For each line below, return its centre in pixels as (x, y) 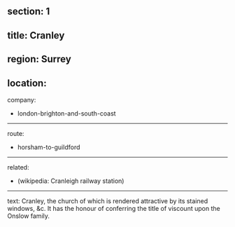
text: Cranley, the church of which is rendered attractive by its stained (108, 201)
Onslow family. (29, 216)
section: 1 (29, 12)
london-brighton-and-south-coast (67, 113)
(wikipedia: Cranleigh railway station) (71, 181)
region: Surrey (39, 59)
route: (16, 133)
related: (18, 167)
